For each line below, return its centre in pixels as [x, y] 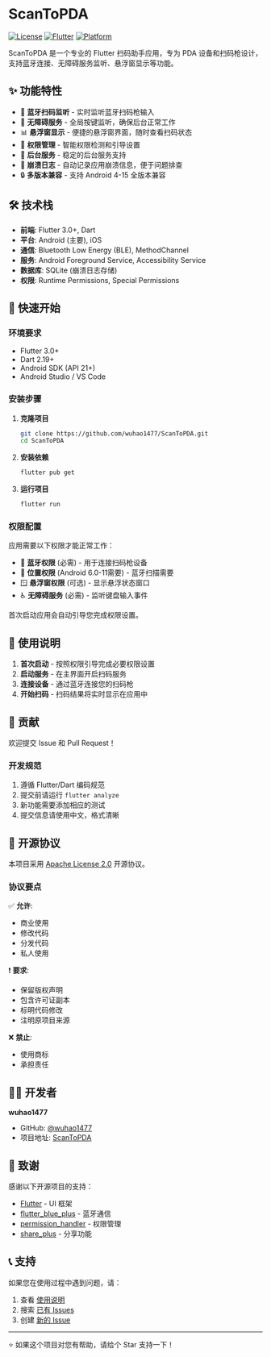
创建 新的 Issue [45, 1320]
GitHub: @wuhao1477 [56, 1128]
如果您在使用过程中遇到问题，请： [65, 1282]
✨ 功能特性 [35, 91]
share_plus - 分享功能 [56, 1234]
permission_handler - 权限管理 [71, 1224]
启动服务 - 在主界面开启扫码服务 [73, 674]
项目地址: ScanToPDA [56, 1138]
